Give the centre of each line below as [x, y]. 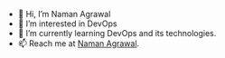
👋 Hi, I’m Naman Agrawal [64, 14]
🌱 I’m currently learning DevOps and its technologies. [117, 33]
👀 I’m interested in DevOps [67, 24]
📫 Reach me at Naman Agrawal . [79, 43]
